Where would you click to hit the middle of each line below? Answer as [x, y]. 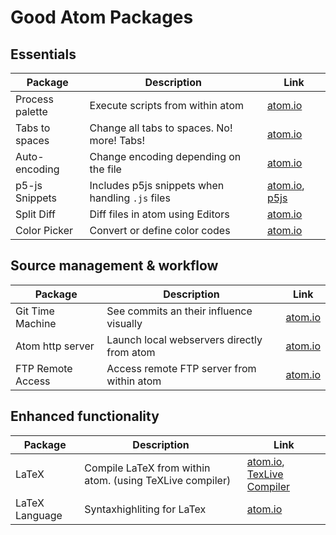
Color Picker [44, 230]
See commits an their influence [179, 311]
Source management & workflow [114, 266]
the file [105, 169]
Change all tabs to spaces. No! [161, 128]
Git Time [35, 311]
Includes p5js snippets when [157, 185]
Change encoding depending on [165, 156]
